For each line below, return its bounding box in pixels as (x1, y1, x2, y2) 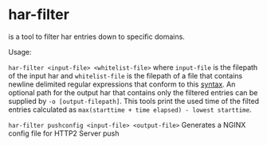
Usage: (8, 47, 32, 56)
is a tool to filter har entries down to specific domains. (8, 32, 185, 41)
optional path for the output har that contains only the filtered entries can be (8, 87, 258, 97)
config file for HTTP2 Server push (8, 129, 120, 138)
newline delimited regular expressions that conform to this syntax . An (8, 79, 236, 89)
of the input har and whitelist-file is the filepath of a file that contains (8, 71, 243, 80)
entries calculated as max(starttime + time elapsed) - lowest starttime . (8, 105, 253, 114)
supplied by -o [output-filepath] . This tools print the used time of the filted (8, 96, 260, 106)
